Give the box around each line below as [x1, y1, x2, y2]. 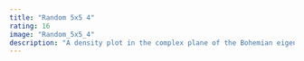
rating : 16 [9, 22, 51, 30]
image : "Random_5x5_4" [9, 30, 95, 39]
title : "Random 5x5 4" [9, 13, 95, 22]
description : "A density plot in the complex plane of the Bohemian [9, 38, 273, 48]
